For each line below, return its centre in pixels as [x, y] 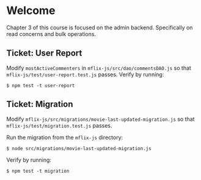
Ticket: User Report [44, 53]
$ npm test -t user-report [41, 85]
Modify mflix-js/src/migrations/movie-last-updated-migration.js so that [100, 119]
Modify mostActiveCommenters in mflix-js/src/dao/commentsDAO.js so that [99, 68]
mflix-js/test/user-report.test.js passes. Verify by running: [85, 74]
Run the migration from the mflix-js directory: [65, 137]
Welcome [31, 11]
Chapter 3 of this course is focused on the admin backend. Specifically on [100, 27]
